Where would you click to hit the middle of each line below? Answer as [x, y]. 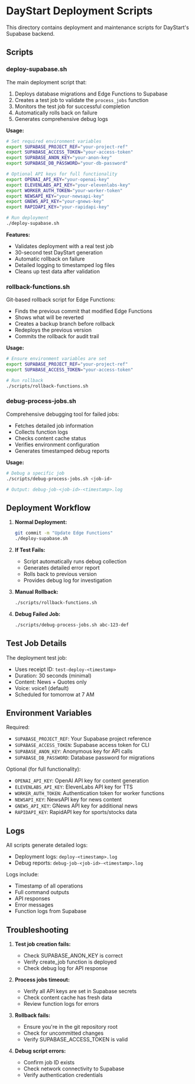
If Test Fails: [30, 550]
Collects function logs [41, 432]
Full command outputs [42, 892]
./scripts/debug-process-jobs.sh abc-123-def [71, 625]
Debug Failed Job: [38, 614]
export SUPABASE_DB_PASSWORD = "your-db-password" [67, 163]
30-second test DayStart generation [59, 252]
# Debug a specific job [35, 473]
